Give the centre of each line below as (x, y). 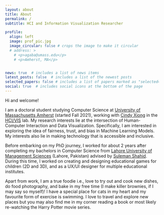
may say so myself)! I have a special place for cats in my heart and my (76, 191)
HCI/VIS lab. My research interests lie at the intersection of (64, 120)
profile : (14, 32)
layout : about (20, 10)
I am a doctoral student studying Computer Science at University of (73, 110)
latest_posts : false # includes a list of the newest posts (69, 77)
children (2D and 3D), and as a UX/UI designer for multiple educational (76, 166)
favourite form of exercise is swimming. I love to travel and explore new (77, 196)
